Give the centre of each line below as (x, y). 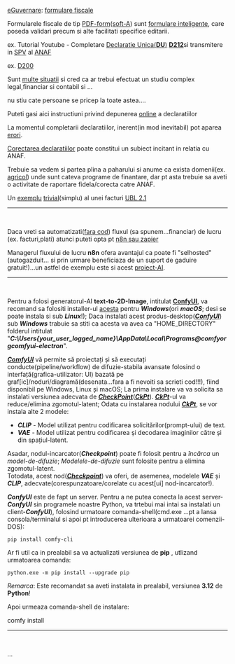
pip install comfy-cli (40, 539)
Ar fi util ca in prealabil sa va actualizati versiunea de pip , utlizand (102, 552)
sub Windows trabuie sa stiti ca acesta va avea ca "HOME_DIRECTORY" (112, 324)
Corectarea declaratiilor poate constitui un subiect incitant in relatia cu (108, 148)
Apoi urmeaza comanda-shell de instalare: (68, 607)
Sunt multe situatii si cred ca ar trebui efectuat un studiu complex (101, 79)
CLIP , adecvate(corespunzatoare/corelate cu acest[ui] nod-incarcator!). (111, 483)
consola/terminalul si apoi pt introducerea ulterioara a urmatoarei (101, 519)
